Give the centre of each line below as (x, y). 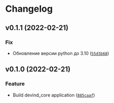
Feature (15, 84)
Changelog (29, 9)
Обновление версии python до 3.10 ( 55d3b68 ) (61, 53)
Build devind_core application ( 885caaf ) (54, 95)
